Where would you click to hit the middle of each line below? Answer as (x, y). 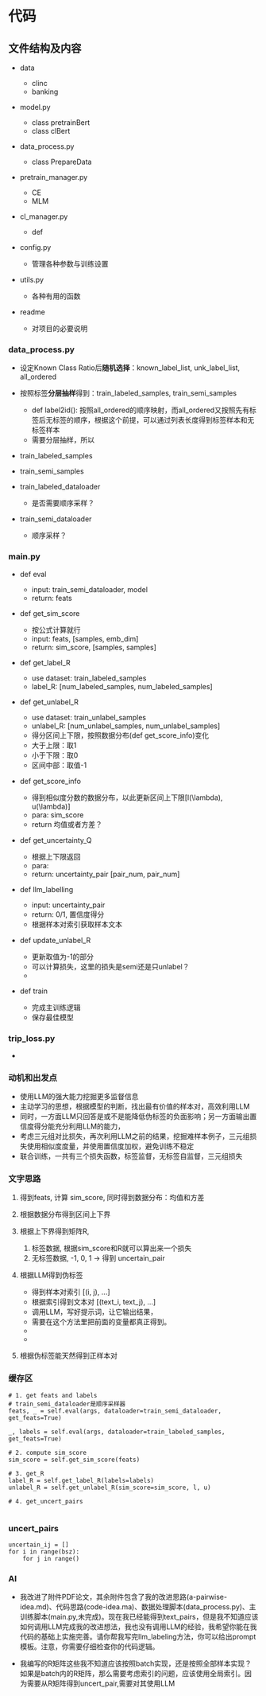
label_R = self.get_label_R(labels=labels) (81, 1480)
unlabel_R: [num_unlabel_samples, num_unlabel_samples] (126, 726)
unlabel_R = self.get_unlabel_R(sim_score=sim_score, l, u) (110, 1487)
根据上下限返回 (56, 856)
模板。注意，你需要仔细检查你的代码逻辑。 (89, 1647)
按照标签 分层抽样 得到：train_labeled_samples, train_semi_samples (128, 393)
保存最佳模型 (52, 1017)
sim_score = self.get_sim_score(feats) (74, 1460)
